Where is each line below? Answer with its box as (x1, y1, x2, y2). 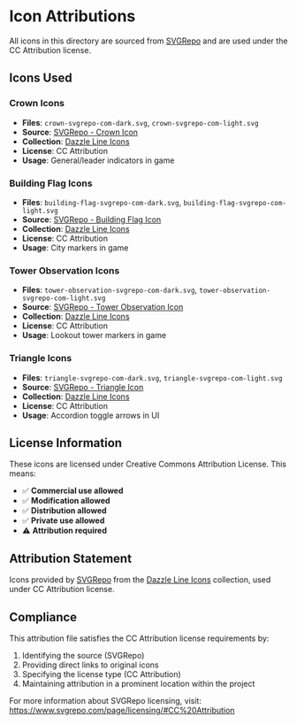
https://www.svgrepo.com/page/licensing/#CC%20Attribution (9, 705, 235, 715)
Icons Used (9, 71, 72, 86)
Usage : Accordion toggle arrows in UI (21, 410, 160, 420)
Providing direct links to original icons (21, 659, 159, 670)
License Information (9, 435, 122, 451)
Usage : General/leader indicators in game (21, 155, 175, 166)
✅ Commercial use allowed (21, 485, 124, 497)
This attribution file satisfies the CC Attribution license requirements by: (9, 633, 270, 643)
